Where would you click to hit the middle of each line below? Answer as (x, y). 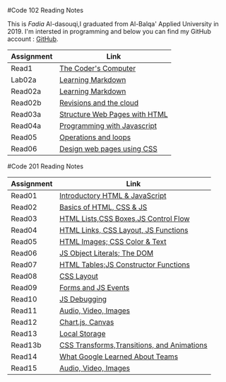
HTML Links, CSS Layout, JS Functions (124, 230)
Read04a (26, 126)
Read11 (24, 311)
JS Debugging (83, 299)
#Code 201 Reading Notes (45, 166)
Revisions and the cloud (99, 103)
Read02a (26, 91)
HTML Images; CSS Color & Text (113, 242)
